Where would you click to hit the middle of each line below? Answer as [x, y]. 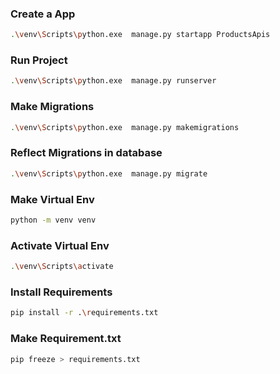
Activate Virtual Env [60, 245]
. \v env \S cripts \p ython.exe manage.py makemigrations [125, 127]
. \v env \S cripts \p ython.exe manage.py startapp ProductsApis [140, 35]
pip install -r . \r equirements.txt [84, 313]
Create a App [43, 14]
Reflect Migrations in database [86, 153]
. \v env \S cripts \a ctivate [62, 267]
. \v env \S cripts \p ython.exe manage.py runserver [113, 81]
